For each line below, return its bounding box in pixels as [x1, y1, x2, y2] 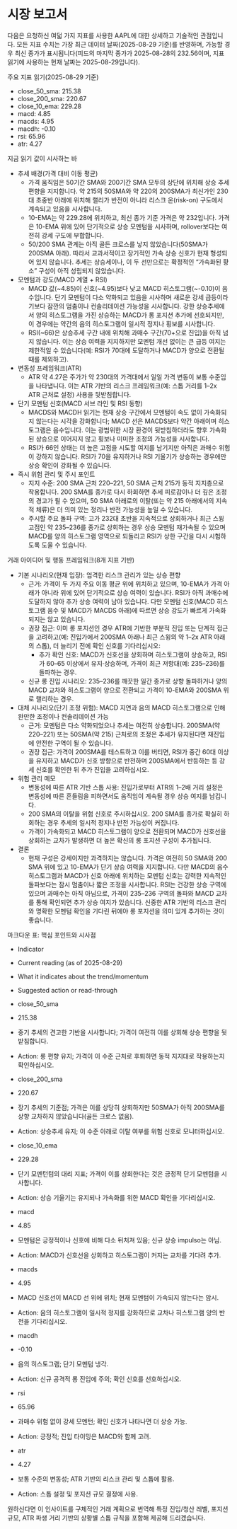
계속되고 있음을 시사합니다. [28, 204, 103, 213]
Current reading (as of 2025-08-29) [17, 958, 122, 967]
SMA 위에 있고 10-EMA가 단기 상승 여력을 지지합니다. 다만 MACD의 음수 [28, 862, 229, 871]
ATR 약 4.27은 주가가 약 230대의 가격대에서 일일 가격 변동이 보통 [28, 372, 207, 381]
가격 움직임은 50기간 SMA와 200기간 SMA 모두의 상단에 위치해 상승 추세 [28, 178, 230, 186]
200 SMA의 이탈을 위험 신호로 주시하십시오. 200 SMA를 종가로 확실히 [28, 809, 223, 818]
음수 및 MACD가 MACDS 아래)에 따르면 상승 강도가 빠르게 [47, 606, 207, 614]
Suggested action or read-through [17, 986, 118, 994]
